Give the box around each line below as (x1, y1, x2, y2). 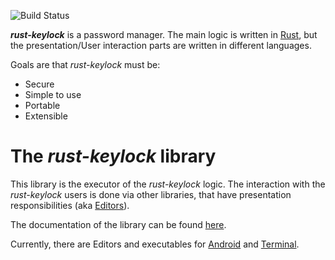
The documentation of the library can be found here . (10, 218, 227, 230)
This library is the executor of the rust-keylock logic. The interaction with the (10, 178, 326, 190)
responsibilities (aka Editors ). (10, 199, 130, 211)
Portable (24, 100, 61, 111)
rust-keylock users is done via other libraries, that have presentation (10, 188, 292, 200)
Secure (24, 78, 55, 90)
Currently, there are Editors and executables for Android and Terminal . (10, 238, 300, 250)
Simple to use (24, 89, 82, 100)
